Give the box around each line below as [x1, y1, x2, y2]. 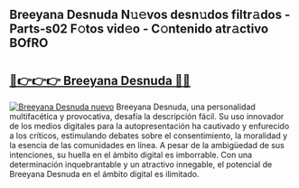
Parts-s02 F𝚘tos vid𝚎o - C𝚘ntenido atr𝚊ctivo [9, 22, 269, 37]
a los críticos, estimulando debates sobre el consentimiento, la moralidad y [9, 130, 288, 141]
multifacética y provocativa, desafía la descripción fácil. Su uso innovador [9, 111, 285, 121]
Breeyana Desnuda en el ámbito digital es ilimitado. [9, 169, 200, 179]
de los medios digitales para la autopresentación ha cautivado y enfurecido [9, 121, 290, 131]
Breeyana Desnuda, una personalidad [116, 101, 256, 112]
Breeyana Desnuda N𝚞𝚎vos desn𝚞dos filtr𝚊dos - [9, 7, 291, 23]
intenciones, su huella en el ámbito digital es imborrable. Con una [9, 149, 253, 160]
